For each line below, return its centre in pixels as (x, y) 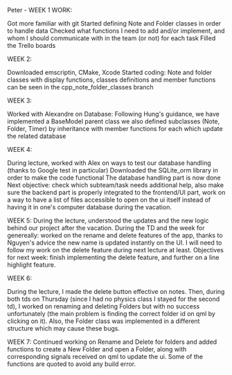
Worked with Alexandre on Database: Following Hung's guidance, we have (114, 114)
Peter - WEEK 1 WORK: (40, 10)
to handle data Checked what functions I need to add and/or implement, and (116, 31)
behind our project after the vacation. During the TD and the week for (106, 228)
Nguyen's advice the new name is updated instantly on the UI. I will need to (115, 243)
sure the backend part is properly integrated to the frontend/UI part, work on (116, 192)
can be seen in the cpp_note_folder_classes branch (80, 87)
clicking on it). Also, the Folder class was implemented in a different (104, 321)
